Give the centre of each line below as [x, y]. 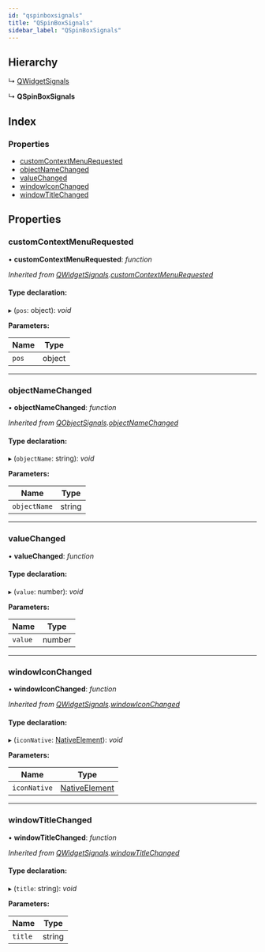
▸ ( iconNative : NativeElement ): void [66, 740]
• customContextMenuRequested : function [80, 259]
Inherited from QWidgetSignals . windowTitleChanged [94, 852]
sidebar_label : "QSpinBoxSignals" [65, 30]
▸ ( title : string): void [43, 888]
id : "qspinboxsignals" [45, 15]
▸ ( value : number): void [46, 591]
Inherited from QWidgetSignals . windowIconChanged [94, 705]
